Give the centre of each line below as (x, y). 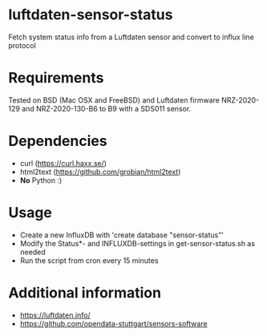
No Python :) (41, 180)
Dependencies (58, 141)
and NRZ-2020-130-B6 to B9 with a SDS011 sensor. (106, 108)
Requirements (56, 78)
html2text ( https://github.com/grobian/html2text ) (100, 172)
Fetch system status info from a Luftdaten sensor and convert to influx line (131, 37)
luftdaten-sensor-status (91, 15)
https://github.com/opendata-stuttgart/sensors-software (113, 323)
